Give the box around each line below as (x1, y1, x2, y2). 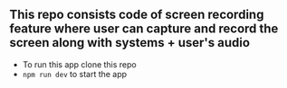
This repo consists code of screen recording (9, 7, 264, 22)
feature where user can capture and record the (9, 22, 279, 37)
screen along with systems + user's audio (9, 35, 251, 50)
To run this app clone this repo (22, 58, 138, 70)
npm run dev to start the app (22, 68, 128, 79)
